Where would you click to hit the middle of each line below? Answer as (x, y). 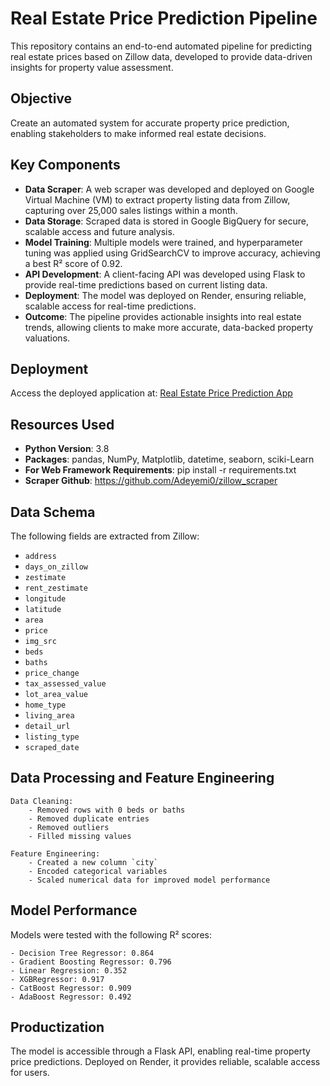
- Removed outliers (69, 827)
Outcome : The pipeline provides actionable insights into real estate (163, 316)
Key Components (65, 165)
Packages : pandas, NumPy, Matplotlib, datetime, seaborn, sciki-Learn (169, 459)
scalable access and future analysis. (99, 231)
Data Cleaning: (42, 801)
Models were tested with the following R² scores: (111, 934)
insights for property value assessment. (92, 67)
